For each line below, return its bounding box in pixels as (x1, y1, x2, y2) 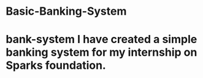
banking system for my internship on (6, 45, 197, 60)
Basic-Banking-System (6, 4, 127, 18)
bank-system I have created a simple (6, 33, 197, 47)
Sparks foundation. (6, 58, 107, 72)
